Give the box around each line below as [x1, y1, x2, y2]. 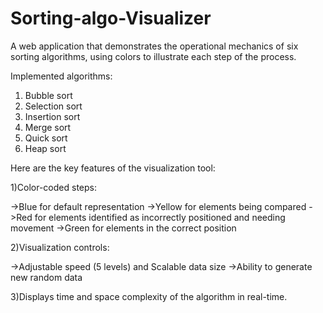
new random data [10, 271, 83, 283]
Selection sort [24, 100, 83, 112]
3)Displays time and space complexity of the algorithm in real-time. [10, 290, 288, 302]
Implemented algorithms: [10, 70, 113, 82]
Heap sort [24, 142, 67, 154]
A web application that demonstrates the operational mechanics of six [10, 40, 299, 52]
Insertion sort [24, 110, 81, 122]
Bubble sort [24, 89, 73, 101]
